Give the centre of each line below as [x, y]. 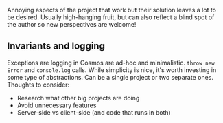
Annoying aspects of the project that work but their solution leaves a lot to [112, 10]
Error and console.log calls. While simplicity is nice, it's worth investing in [112, 70]
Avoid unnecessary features [57, 105]
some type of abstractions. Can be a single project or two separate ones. [110, 77]
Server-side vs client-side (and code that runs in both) [94, 112]
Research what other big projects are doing [78, 98]
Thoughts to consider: [38, 85]
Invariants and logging [56, 46]
